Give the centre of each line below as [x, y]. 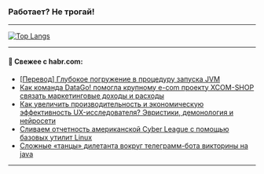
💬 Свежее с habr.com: [46, 61]
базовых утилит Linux [56, 137]
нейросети [38, 121]
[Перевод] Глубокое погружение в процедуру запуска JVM [120, 79]
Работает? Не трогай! [51, 12]
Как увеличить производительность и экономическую [112, 103]
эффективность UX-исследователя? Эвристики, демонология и [126, 112]
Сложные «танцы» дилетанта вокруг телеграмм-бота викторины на [134, 145]
